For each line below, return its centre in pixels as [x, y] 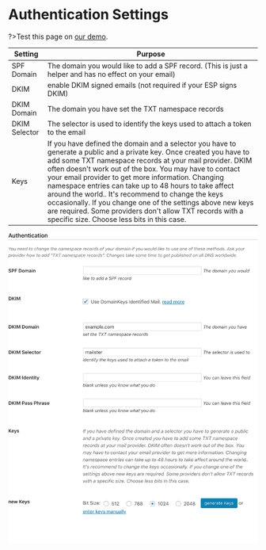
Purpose [151, 54]
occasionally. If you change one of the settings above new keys [150, 202]
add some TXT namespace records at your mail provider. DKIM [150, 160]
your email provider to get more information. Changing [135, 177]
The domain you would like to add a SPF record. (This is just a [147, 66]
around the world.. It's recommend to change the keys [135, 194]
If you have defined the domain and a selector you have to [142, 143]
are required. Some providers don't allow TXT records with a [145, 211]
